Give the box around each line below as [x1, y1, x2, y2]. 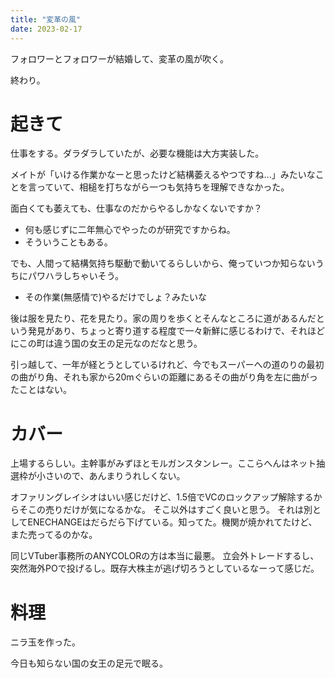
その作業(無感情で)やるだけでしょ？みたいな [24, 291, 208, 303]
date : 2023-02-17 [10, 24, 83, 34]
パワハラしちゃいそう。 [27, 270, 125, 282]
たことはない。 [10, 384, 72, 396]
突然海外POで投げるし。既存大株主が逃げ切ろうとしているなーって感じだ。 [10, 562, 320, 575]
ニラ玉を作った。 [10, 636, 81, 648]
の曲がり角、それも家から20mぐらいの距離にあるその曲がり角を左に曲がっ [10, 371, 318, 383]
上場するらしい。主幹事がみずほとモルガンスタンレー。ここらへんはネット [10, 457, 317, 470]
